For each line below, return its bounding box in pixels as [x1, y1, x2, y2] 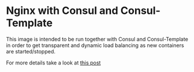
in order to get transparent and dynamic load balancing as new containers [6, 42, 184, 49]
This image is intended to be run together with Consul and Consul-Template [6, 35, 189, 42]
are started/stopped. [6, 48, 56, 55]
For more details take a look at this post [6, 59, 101, 66]
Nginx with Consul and [6, 4, 119, 17]
